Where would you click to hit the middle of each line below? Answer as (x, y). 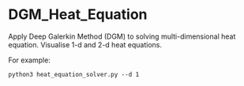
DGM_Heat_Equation (78, 15)
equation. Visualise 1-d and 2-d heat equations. (85, 44)
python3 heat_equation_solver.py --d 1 (74, 74)
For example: (30, 60)
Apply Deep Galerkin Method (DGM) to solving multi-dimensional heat (122, 36)
